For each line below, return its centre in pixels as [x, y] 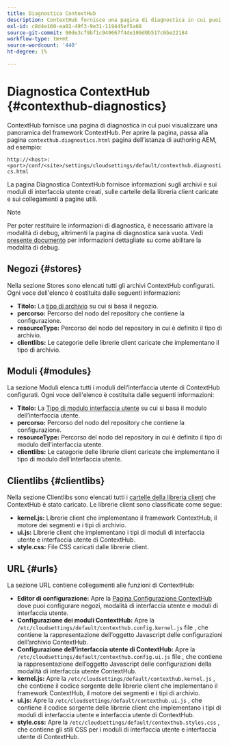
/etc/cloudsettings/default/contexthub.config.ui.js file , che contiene [120, 657]
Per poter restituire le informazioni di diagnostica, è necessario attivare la [110, 225]
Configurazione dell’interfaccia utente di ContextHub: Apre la [106, 649]
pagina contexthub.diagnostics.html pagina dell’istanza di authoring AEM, [112, 140]
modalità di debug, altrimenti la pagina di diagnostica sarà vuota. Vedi [105, 232]
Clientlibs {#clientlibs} [56, 481]
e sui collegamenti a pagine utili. [52, 199]
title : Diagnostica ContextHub [52, 13]
